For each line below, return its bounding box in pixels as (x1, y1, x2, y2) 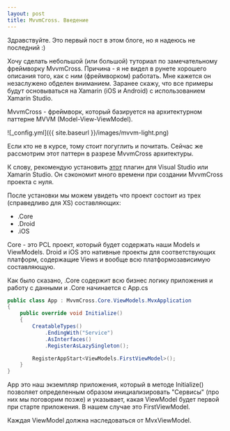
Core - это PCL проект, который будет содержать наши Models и (7, 240, 200, 248)
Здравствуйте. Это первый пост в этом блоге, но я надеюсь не (7, 36, 196, 44)
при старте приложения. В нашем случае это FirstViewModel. (7, 402, 190, 411)
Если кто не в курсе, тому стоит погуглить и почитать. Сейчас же (7, 142, 204, 150)
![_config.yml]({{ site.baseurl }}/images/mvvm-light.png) (7, 128, 169, 137)
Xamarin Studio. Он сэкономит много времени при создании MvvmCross (7, 170, 223, 179)
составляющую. (7, 262, 56, 271)
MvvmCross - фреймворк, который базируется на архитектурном (7, 107, 202, 116)
